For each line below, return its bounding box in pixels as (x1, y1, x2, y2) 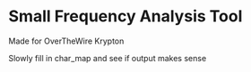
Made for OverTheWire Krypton (8, 36, 125, 46)
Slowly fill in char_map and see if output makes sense (8, 52, 207, 63)
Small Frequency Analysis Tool (8, 6, 243, 27)
